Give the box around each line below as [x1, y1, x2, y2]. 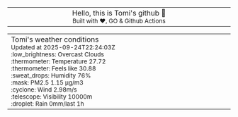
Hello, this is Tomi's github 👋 [72, 8, 166, 18]
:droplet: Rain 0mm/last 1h [11, 100, 84, 108]
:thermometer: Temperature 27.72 [11, 58, 106, 66]
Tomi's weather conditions [11, 35, 99, 44]
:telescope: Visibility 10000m [11, 93, 93, 101]
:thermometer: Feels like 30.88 [11, 65, 96, 73]
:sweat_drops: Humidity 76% [11, 72, 91, 80]
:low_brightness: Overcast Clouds [11, 51, 105, 58]
